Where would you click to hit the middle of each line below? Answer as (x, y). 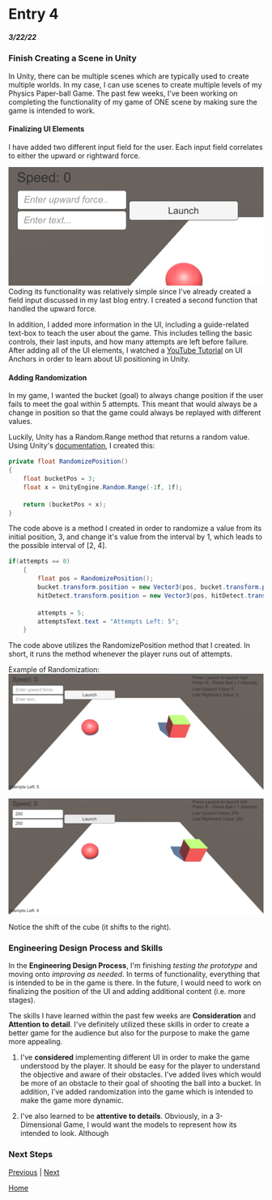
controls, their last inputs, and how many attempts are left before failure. (129, 342)
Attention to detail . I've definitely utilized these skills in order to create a (129, 1024)
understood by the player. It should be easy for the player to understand (140, 1066)
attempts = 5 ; (61, 613)
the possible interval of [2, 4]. (58, 546)
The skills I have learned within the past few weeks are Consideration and (132, 1016)
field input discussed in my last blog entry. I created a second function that (133, 300)
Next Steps (31, 1155)
